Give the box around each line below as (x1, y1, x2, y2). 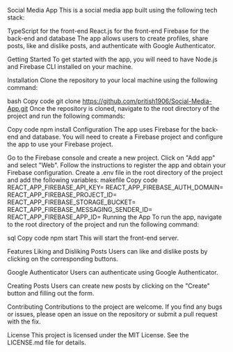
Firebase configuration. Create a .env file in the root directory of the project (7, 169, 223, 176)
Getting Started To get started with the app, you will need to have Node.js (7, 55, 218, 63)
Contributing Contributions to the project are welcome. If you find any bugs (7, 303, 223, 311)
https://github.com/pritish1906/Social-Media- (82, 97, 212, 105)
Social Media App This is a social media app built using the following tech (7, 6, 218, 14)
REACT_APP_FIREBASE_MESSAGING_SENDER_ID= (7, 206, 153, 213)
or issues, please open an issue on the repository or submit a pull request (7, 310, 218, 318)
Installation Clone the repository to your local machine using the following (7, 76, 218, 84)
